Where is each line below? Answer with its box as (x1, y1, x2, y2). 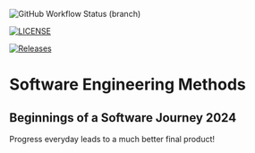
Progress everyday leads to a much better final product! (9, 134, 216, 144)
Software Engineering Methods (9, 74, 246, 95)
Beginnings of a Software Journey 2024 (9, 110, 237, 125)
